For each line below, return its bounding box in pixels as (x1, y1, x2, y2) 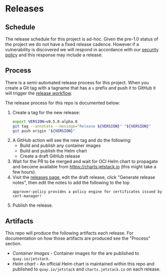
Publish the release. (12, 202, 53, 208)
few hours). (12, 169, 36, 175)
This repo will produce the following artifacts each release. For (5, 230, 134, 236)
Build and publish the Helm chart (19, 148, 87, 154)
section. (5, 241, 22, 247)
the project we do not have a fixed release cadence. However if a (5, 41, 139, 47)
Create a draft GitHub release (19, 153, 81, 159)
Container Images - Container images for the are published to (12, 250, 140, 257)
